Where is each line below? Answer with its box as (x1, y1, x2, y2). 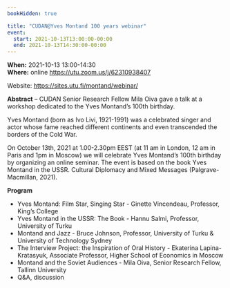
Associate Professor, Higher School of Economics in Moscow (49, 251, 224, 260)
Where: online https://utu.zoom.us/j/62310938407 (7, 68, 151, 77)
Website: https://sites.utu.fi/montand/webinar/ (7, 81, 138, 90)
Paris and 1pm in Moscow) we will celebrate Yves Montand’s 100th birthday (7, 151, 222, 160)
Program (7, 186, 33, 195)
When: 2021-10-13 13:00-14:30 (7, 61, 96, 69)
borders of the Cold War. (7, 131, 77, 139)
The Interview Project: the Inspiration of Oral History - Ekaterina (17, 244, 199, 252)
